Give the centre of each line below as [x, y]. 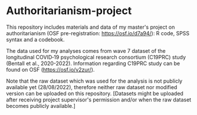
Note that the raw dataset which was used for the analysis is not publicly [94, 81]
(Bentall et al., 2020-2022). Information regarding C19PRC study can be [93, 63]
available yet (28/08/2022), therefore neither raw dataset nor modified [92, 87]
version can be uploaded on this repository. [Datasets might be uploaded [95, 93]
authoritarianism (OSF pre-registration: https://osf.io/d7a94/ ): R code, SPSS [98, 33]
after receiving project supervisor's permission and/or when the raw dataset [99, 99]
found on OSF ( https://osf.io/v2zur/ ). [50, 69]
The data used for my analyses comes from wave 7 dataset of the [86, 50]
